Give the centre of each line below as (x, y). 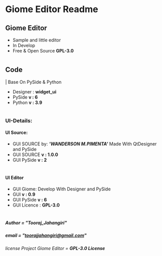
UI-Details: (19, 121)
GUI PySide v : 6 (30, 199)
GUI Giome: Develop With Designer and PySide (62, 189)
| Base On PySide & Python (33, 82)
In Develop (24, 45)
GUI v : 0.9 (24, 194)
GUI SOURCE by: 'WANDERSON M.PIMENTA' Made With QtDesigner (85, 144)
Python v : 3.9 (27, 103)
